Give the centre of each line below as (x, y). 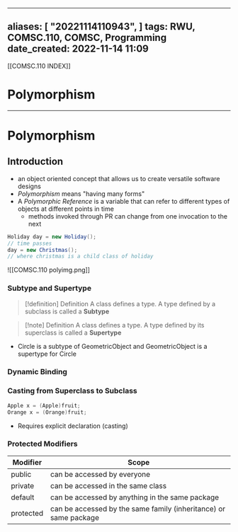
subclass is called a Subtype (67, 311)
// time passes (30, 243)
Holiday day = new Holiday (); (52, 237)
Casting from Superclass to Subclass (72, 391)
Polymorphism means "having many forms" (81, 193)
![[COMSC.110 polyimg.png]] (49, 270)
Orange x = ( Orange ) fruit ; (47, 412)
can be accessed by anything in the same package (135, 497)
